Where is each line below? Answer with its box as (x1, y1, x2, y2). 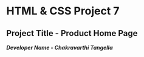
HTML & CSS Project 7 (6, 4, 120, 18)
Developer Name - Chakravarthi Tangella (6, 44, 113, 51)
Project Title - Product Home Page (6, 28, 138, 38)
